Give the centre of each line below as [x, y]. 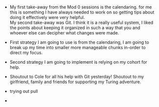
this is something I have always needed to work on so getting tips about [82, 12]
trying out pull [24, 91]
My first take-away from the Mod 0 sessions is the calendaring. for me [81, 7]
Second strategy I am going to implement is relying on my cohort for [79, 62]
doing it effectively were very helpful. [47, 17]
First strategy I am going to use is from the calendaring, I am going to [79, 42]
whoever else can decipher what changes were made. [64, 33]
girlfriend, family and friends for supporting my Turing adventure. [75, 82]
